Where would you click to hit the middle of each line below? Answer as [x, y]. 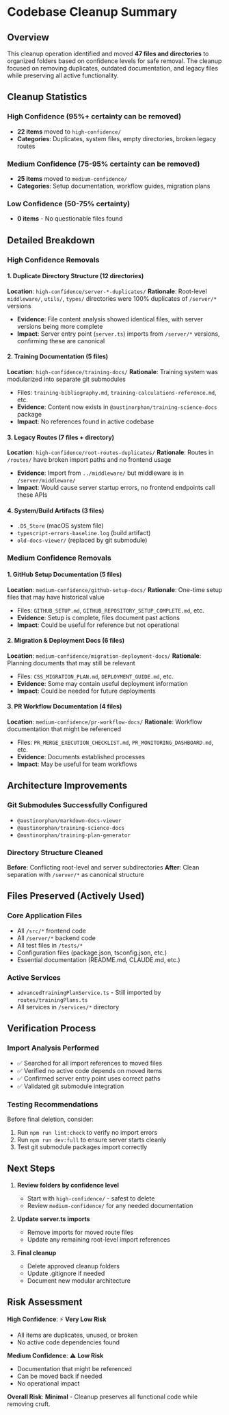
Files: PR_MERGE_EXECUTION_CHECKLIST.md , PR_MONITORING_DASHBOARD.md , [115, 742]
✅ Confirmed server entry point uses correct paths [89, 1078]
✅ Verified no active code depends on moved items [90, 1070]
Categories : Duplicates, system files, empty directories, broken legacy [117, 138]
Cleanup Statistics [47, 97]
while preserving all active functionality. [63, 75]
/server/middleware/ [46, 481]
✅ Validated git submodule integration [70, 1086]
